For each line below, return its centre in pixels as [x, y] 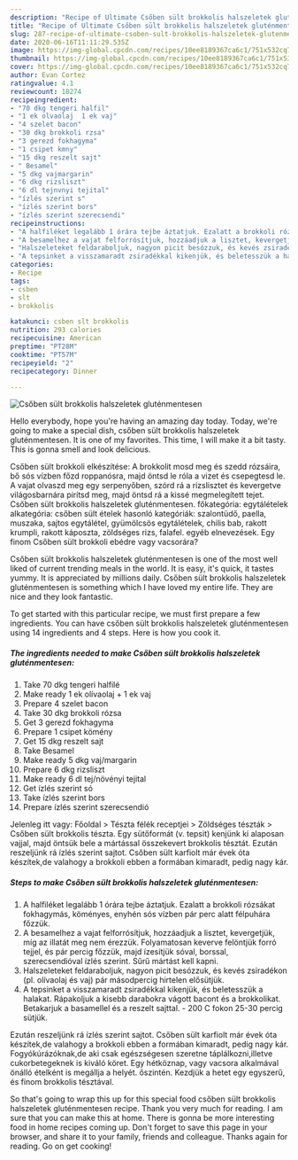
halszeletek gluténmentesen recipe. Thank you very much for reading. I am [147, 1109]
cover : [22, 67]
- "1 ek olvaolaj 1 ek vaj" [64, 116]
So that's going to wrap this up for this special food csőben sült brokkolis [143, 1099]
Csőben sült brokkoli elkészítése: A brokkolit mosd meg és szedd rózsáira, [145, 467]
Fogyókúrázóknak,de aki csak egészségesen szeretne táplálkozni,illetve [141, 1054]
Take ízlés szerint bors [64, 798]
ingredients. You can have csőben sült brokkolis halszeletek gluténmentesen [149, 623]
